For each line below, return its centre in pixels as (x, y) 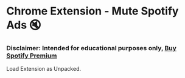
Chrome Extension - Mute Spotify (92, 11)
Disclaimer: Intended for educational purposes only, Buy (91, 48)
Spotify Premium (32, 56)
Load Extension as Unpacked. (44, 69)
